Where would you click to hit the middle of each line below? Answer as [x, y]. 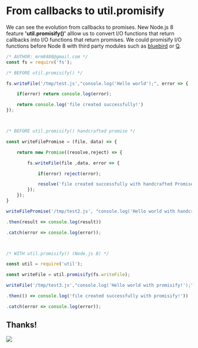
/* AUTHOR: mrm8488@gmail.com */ [47, 57]
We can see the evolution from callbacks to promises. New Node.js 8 [90, 27]
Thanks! [22, 325]
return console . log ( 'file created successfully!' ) [80, 105]
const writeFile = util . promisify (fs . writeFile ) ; [68, 275]
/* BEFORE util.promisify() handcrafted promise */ [71, 131]
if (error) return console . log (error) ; [64, 94]
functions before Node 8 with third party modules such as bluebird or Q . [94, 46]
